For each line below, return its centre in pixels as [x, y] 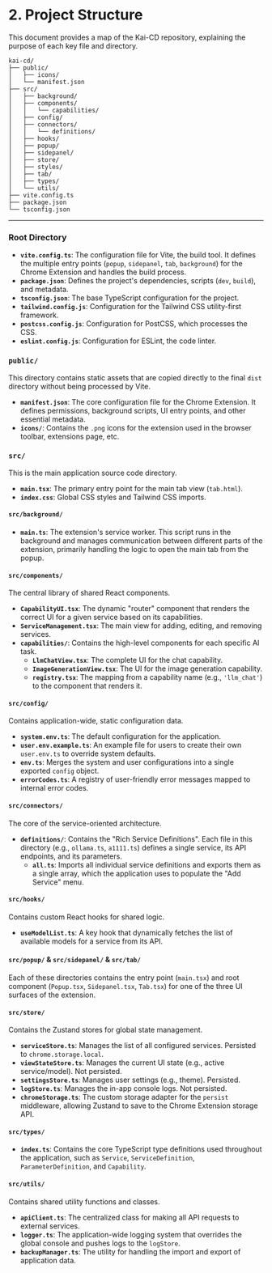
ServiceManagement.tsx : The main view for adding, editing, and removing [141, 626]
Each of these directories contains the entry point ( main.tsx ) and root [124, 978]
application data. [48, 1260]
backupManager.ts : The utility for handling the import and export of [130, 1251]
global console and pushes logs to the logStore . [100, 1243]
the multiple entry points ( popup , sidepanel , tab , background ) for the [131, 264]
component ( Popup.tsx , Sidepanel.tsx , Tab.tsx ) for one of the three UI [125, 987]
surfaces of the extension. [52, 995]
